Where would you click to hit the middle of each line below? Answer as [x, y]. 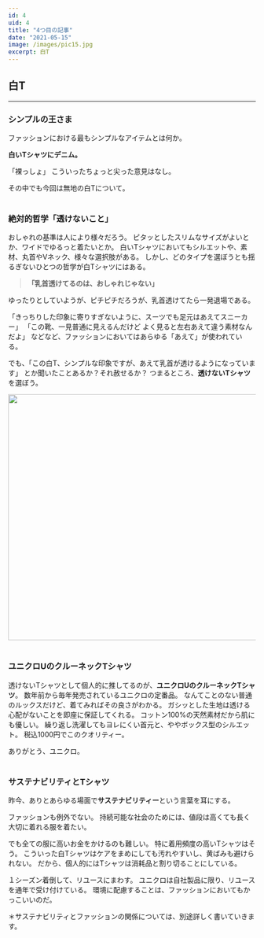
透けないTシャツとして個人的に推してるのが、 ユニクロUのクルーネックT [125, 685]
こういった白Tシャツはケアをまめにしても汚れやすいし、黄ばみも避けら [139, 853]
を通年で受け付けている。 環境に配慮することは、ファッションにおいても [126, 890]
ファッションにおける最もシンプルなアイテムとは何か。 [97, 138]
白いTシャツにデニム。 [45, 155]
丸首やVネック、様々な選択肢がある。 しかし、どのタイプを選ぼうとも [135, 257]
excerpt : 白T [29, 52]
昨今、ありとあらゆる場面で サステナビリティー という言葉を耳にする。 [122, 800]
